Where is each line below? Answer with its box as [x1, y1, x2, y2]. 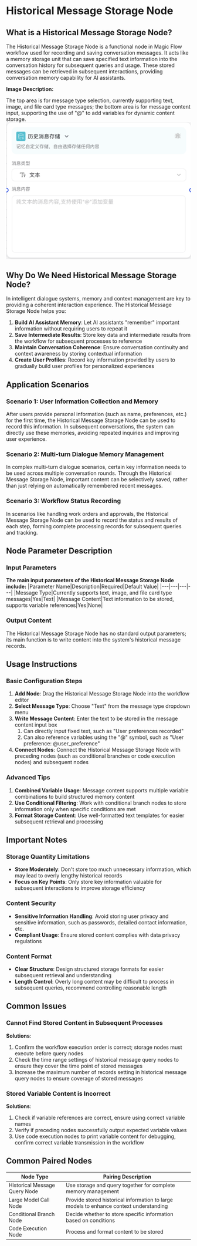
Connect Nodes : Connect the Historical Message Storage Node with [14, 747, 181, 754]
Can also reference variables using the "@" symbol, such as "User [23, 734, 184, 741]
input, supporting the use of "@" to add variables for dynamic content [6, 110, 175, 116]
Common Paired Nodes [6, 1156, 93, 1166]
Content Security [6, 899, 56, 907]
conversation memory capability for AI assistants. [6, 75, 126, 81]
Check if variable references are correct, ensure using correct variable [14, 1114, 185, 1121]
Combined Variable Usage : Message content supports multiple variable [14, 786, 189, 793]
